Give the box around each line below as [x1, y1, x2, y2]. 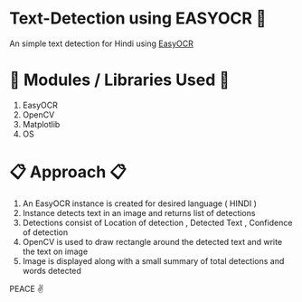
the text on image [22, 246, 89, 257]
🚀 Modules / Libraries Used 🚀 [9, 70, 231, 90]
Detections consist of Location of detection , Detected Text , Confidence [22, 217, 293, 228]
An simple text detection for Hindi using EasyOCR [9, 38, 194, 49]
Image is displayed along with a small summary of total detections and [22, 255, 285, 266]
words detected [22, 265, 81, 276]
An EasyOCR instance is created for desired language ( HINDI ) [22, 198, 258, 209]
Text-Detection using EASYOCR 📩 [9, 8, 267, 29]
